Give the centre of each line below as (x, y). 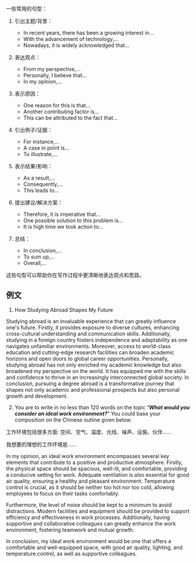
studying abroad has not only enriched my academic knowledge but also (94, 365)
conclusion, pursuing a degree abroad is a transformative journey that (90, 384)
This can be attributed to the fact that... (71, 118)
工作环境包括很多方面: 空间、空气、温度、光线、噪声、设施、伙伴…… (89, 432)
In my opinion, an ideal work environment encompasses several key (88, 456)
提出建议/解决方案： (39, 202)
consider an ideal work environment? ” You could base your (87, 413)
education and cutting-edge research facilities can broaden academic (90, 352)
